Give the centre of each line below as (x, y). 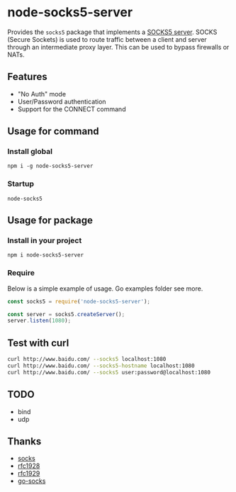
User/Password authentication (62, 101)
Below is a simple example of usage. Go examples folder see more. (105, 289)
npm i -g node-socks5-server (50, 166)
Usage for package (50, 220)
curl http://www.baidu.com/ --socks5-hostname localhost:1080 (101, 366)
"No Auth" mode (41, 94)
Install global (30, 152)
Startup (21, 184)
